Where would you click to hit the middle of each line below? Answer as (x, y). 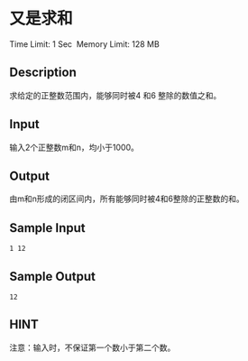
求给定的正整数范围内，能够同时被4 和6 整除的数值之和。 (115, 95)
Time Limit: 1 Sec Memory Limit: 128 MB (84, 44)
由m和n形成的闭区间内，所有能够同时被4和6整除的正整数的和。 (127, 199)
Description (43, 73)
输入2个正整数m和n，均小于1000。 (74, 147)
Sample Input (47, 228)
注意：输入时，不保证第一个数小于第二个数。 (92, 347)
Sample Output (53, 276)
